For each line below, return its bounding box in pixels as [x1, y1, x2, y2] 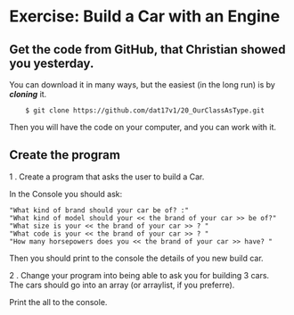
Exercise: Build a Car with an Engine [9, 6, 281, 27]
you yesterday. [9, 55, 94, 70]
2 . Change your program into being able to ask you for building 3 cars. [9, 269, 270, 280]
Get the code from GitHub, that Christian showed [9, 42, 286, 57]
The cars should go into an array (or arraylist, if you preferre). [9, 279, 235, 290]
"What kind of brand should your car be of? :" [9, 205, 190, 215]
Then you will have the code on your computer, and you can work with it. [9, 122, 277, 132]
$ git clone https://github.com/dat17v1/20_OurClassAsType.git [25, 106, 265, 115]
